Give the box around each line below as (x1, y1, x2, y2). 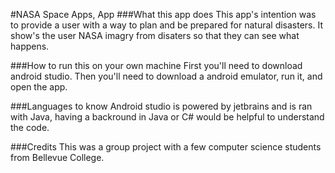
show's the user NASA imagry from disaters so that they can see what (10, 30, 300, 41)
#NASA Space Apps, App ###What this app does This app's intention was (10, 9, 317, 20)
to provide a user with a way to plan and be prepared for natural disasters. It (10, 19, 324, 31)
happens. (10, 40, 50, 52)
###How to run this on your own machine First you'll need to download (10, 60, 303, 71)
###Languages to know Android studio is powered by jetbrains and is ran (10, 100, 313, 112)
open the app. (10, 81, 68, 93)
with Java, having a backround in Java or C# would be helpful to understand (10, 111, 325, 123)
